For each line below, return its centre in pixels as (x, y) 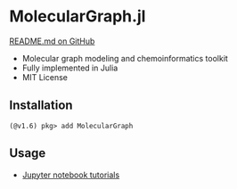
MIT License (45, 77)
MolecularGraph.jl (78, 16)
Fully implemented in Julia (70, 68)
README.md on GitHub (52, 41)
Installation (41, 106)
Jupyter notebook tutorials (71, 175)
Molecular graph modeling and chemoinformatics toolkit (125, 58)
